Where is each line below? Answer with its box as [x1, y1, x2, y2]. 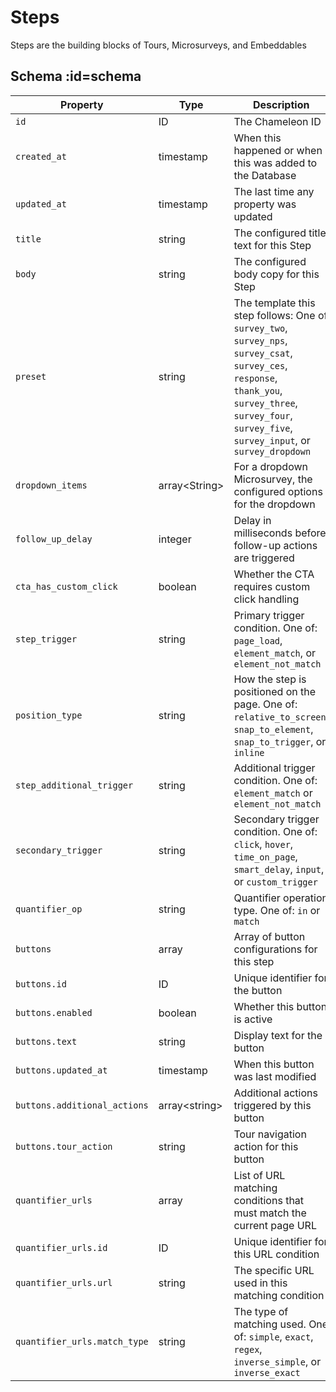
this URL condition [233, 1247, 320, 1261]
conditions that [233, 1193, 305, 1207]
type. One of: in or [233, 903, 321, 917]
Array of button [233, 929, 306, 943]
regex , [233, 1342, 263, 1356]
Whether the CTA [233, 567, 315, 581]
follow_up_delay [15, 533, 93, 545]
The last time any [233, 184, 315, 198]
